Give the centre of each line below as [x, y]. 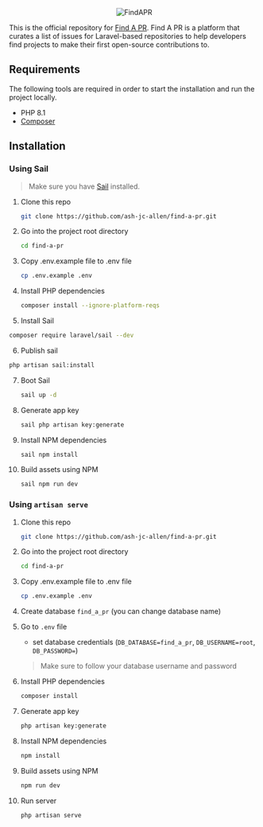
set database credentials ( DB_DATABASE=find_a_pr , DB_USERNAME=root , [144, 642]
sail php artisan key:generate [72, 425]
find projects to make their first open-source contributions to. [109, 45]
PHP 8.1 [33, 112]
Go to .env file [44, 627]
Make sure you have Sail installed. [84, 186]
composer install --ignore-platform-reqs [90, 306]
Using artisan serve [48, 505]
